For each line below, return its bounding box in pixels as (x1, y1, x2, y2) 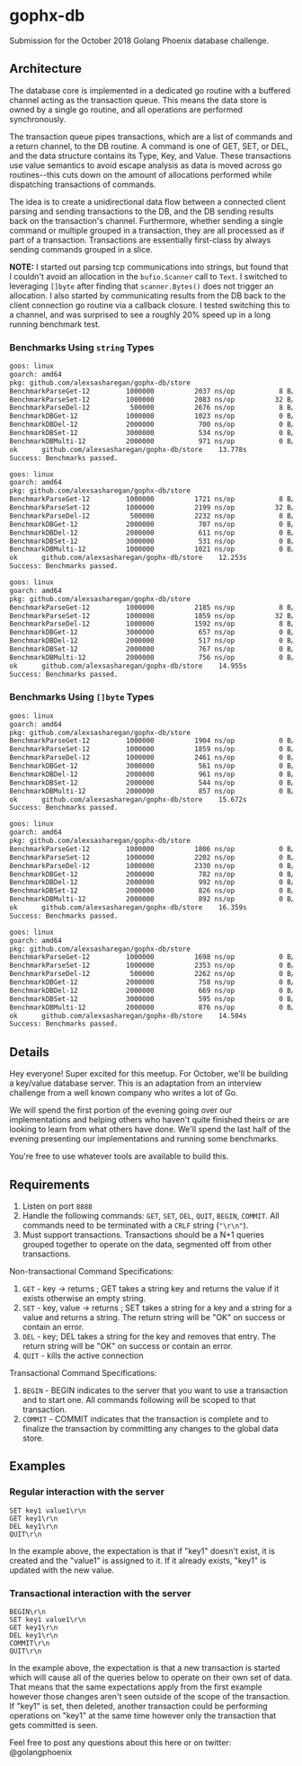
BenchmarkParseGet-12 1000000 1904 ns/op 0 (9, 736, 283, 746)
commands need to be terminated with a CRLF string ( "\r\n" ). (22, 1220, 249, 1230)
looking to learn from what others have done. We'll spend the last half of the (9, 1124, 291, 1135)
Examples (9, 1459, 66, 1474)
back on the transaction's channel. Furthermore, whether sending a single (9, 215, 283, 226)
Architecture (9, 61, 83, 76)
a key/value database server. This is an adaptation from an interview (9, 1078, 262, 1088)
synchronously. (9, 113, 67, 124)
